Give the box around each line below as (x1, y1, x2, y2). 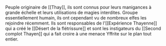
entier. (5, 36, 19, 42)
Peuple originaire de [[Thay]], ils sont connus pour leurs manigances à (5, 4, 152, 10)
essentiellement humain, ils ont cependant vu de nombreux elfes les (5, 15, 147, 20)
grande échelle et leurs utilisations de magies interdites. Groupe (5, 9, 138, 15)
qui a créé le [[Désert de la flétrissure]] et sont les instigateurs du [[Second (5, 25, 161, 31)
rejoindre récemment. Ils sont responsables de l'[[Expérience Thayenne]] (5, 20, 157, 26)
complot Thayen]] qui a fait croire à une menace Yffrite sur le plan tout (5, 31, 152, 36)
